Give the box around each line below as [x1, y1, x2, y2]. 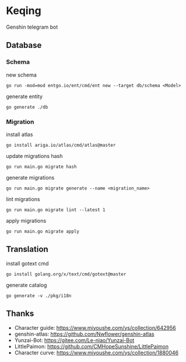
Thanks [6, 309, 34, 319]
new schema [6, 71, 37, 78]
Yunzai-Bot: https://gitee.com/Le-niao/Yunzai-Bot [14, 336, 135, 343]
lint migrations [6, 195, 40, 202]
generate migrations [6, 174, 55, 181]
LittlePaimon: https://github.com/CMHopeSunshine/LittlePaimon [14, 343, 169, 350]
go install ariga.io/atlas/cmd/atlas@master [6, 142, 116, 148]
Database [6, 40, 42, 50]
